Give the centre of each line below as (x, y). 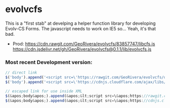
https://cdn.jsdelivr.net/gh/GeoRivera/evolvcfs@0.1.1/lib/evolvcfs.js (82, 49)
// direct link (21, 73)
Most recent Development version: (49, 62)
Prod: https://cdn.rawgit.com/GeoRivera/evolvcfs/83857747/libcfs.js (84, 43)
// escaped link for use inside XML (44, 91)
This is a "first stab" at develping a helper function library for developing (80, 23)
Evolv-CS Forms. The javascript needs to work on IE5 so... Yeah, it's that (80, 28)
